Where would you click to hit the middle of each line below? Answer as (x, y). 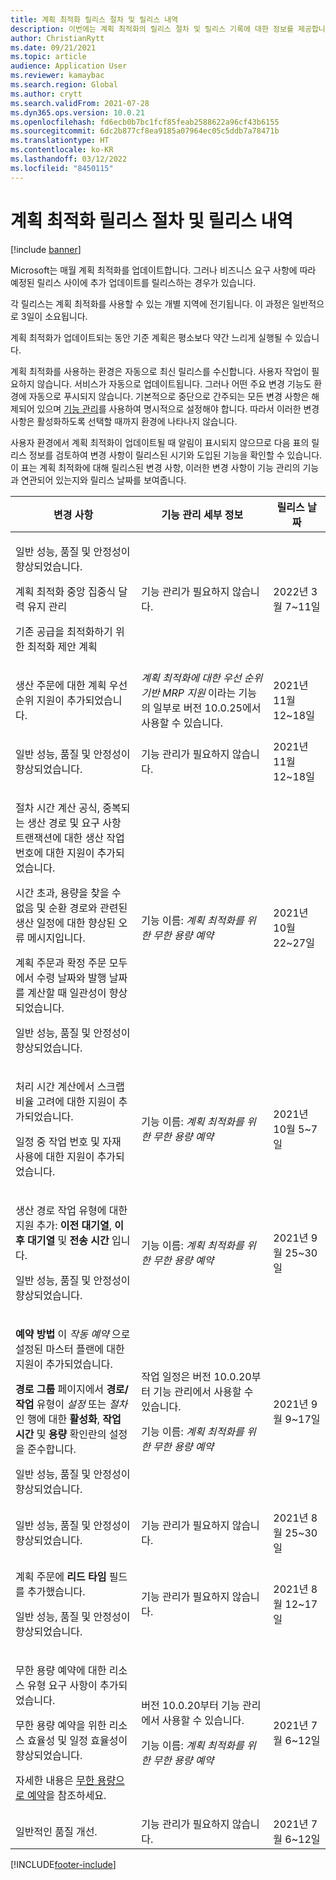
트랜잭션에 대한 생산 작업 (70, 838)
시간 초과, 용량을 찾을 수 (68, 893)
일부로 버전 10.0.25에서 (207, 708)
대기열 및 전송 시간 (68, 1240)
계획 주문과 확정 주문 (61, 963)
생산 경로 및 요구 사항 (74, 823)
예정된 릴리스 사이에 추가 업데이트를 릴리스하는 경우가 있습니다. (133, 282)
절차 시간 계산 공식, (57, 808)
